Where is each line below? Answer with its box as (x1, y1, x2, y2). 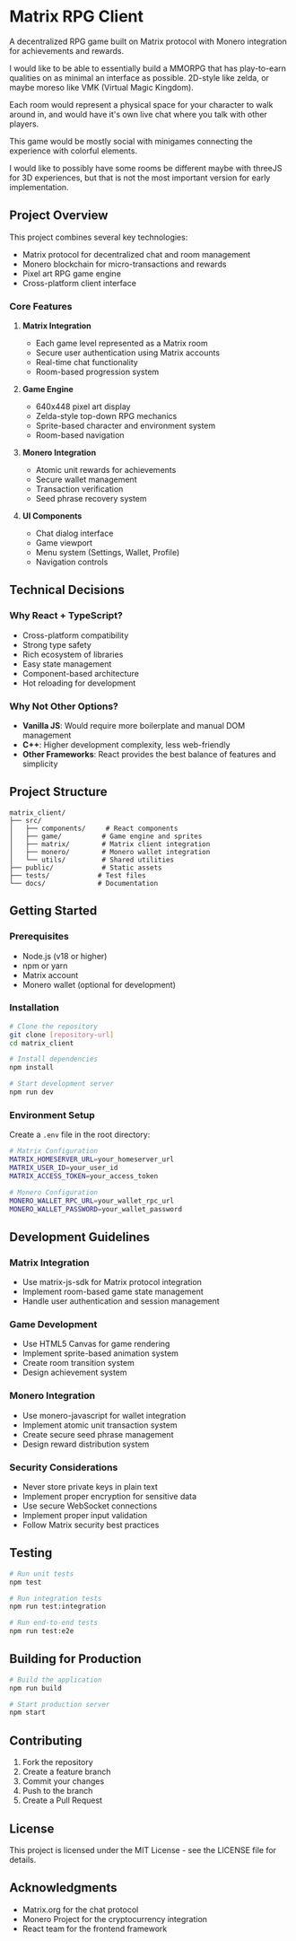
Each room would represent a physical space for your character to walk (9, 99, 274, 109)
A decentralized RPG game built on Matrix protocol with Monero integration (9, 36, 287, 47)
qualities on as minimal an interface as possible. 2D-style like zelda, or (9, 72, 269, 83)
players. (9, 118, 39, 129)
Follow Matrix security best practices (22, 1519, 160, 1530)
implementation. (9, 181, 69, 192)
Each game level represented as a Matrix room (35, 338, 208, 349)
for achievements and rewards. (9, 45, 124, 56)
